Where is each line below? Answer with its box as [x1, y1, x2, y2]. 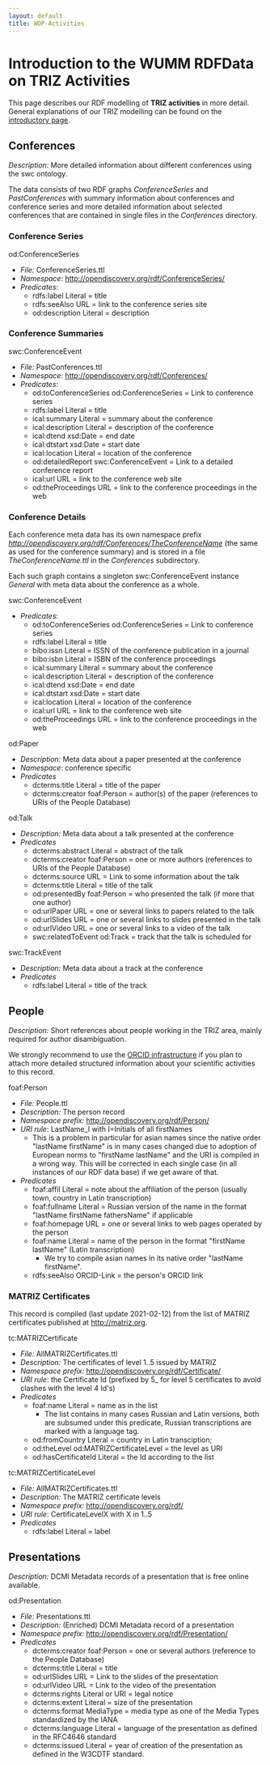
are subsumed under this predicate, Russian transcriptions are [44, 1418, 252, 1427]
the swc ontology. [8, 169, 68, 179]
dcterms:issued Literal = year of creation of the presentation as [32, 1741, 243, 1750]
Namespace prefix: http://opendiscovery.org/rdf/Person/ [19, 1115, 210, 1125]
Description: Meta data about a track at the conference [19, 963, 204, 973]
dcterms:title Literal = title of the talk [32, 880, 154, 891]
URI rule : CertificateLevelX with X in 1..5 [19, 1509, 152, 1519]
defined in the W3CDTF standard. [32, 1750, 145, 1759]
